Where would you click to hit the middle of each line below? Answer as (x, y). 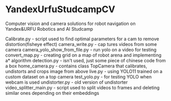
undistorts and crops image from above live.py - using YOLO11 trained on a (84, 71)
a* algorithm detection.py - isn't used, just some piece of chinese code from (86, 60)
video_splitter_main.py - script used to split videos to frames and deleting (82, 87)
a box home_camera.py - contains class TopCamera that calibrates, (76, 66)
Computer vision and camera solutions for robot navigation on (70, 23)
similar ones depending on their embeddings (52, 93)
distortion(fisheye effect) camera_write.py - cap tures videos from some (81, 44)
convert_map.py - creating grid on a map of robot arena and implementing (83, 55)
